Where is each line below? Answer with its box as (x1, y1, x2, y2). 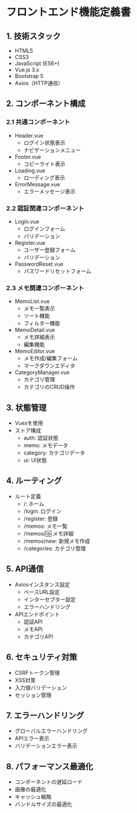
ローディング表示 (23, 174, 65, 181)
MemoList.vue (14, 298, 50, 305)
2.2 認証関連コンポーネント (6, 204, 84, 212)
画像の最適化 (14, 786, 46, 793)
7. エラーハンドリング (6, 710, 84, 721)
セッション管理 (14, 691, 52, 699)
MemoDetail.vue (14, 326, 55, 334)
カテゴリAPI (23, 633, 53, 640)
